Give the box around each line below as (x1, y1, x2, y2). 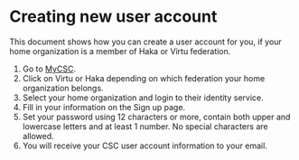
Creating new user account (9, 6, 218, 27)
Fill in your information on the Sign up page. (22, 101, 186, 112)
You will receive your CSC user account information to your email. (22, 140, 268, 151)
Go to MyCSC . (22, 63, 77, 74)
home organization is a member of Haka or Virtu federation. (9, 45, 231, 56)
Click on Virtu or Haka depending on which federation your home (22, 72, 266, 83)
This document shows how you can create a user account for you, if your (9, 36, 282, 47)
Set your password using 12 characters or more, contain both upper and (22, 111, 291, 122)
